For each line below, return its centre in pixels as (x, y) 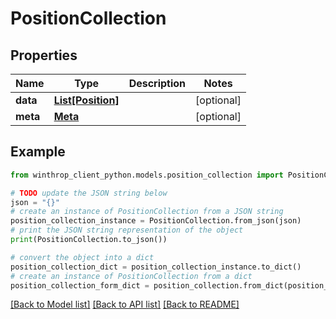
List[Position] (86, 100)
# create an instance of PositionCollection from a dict (131, 276)
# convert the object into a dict (82, 257)
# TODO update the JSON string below (89, 193)
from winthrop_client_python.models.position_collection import (147, 175)
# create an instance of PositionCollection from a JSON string (147, 212)
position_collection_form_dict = (80, 285)
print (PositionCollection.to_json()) (89, 240)
